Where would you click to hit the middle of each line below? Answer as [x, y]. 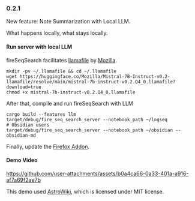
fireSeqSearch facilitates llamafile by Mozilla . [61, 60]
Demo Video [22, 160]
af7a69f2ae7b [23, 180]
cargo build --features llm [41, 114]
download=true [24, 87]
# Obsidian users [28, 125]
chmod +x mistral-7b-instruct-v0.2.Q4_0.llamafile [71, 92]
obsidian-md [21, 135]
